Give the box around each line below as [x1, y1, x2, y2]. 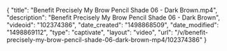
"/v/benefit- [174, 28, 208, 36]
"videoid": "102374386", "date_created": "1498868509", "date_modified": [6, 21, 219, 29]
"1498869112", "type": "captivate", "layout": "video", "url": [6, 28, 173, 36]
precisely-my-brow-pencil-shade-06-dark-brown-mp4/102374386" [6, 36, 202, 44]
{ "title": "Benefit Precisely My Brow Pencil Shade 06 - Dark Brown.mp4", [6, 6, 218, 14]
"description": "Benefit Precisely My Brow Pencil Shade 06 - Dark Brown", [6, 13, 221, 22]
